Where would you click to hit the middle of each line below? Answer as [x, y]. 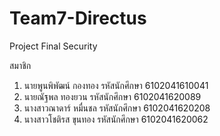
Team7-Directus [78, 18]
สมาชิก [20, 65]
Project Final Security [53, 46]
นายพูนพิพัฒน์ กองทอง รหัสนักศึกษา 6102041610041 [116, 85]
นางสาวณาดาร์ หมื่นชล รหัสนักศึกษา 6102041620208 [117, 108]
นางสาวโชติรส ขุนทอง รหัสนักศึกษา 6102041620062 [116, 119]
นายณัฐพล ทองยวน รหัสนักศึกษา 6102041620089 [112, 96]
